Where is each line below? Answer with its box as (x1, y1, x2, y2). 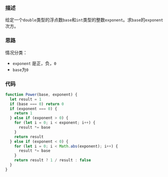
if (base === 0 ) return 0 (10, 101, 64, 106)
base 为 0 (12, 67, 29, 73)
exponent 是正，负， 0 (12, 60, 57, 66)
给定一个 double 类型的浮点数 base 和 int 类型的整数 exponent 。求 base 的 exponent (5, 17, 163, 23)
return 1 (14, 111, 33, 116)
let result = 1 (10, 97, 42, 102)
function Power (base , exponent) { (5, 92, 78, 97)
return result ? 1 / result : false (14, 158, 92, 163)
